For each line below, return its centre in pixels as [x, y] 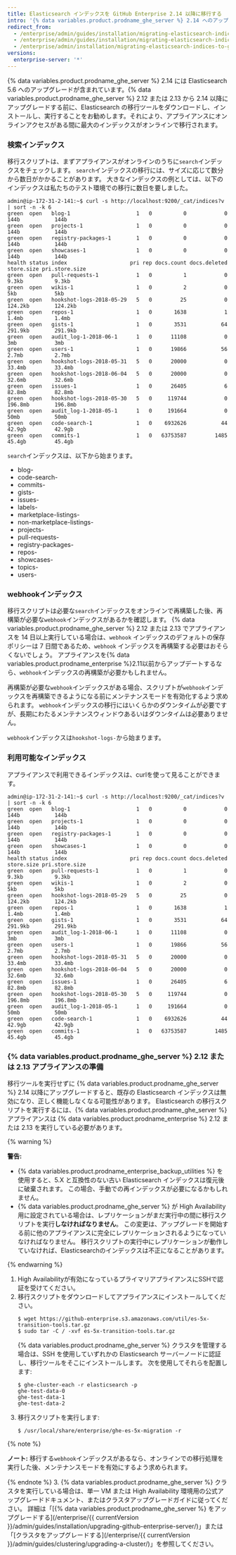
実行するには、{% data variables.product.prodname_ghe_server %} [129, 1110]
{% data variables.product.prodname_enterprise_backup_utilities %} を [120, 1171]
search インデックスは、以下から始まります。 [72, 456]
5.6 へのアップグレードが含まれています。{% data [79, 90]
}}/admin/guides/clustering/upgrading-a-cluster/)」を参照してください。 [112, 1544]
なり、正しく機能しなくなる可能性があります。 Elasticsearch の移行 [117, 1101]
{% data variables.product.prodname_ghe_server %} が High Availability [122, 1206]
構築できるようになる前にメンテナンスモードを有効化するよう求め [133, 696]
